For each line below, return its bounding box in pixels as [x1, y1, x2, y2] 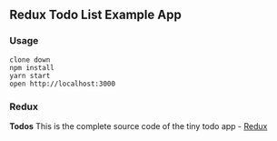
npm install [9, 63, 54, 72]
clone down [9, 55, 51, 65]
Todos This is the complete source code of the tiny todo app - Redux [9, 120, 268, 131]
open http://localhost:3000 [9, 79, 116, 88]
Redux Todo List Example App [9, 7, 182, 23]
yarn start [9, 71, 51, 80]
